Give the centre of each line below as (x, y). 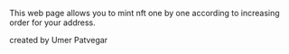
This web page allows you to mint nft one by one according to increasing (144, 13)
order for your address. (53, 22)
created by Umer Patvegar (59, 40)
